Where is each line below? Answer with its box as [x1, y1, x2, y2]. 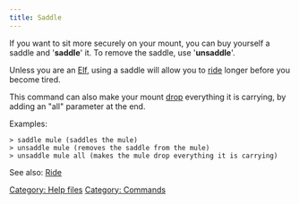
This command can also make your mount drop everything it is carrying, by [9, 91, 286, 102]
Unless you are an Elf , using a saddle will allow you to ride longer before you [9, 64, 291, 75]
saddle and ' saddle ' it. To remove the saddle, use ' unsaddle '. [9, 47, 235, 58]
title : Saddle [9, 13, 63, 22]
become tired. [9, 73, 61, 85]
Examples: [9, 118, 47, 129]
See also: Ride [9, 166, 63, 177]
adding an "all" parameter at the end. [9, 100, 146, 112]
